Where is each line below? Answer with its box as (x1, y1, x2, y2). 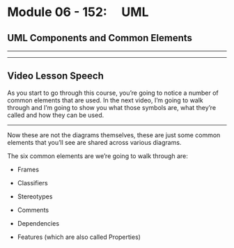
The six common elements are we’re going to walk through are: (7, 151, 188, 160)
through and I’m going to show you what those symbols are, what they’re (7, 103, 217, 111)
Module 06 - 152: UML (7, 4, 149, 20)
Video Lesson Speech (7, 70, 104, 82)
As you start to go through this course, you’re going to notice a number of (7, 88, 219, 97)
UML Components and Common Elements (7, 32, 193, 44)
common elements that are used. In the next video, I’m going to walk (7, 95, 203, 104)
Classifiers (17, 178, 48, 187)
